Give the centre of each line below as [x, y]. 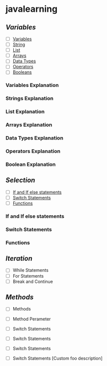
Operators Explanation [33, 151]
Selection [20, 180]
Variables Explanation [32, 85]
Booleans [22, 72]
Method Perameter [32, 319]
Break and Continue [33, 282]
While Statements [30, 270]
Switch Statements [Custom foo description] [57, 358]
